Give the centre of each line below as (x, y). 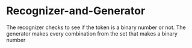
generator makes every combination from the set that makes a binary (92, 33)
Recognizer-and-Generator (76, 11)
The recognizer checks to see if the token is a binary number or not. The (96, 27)
